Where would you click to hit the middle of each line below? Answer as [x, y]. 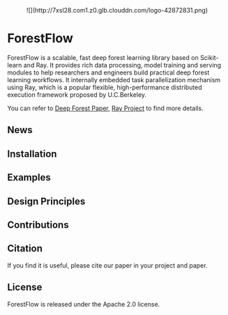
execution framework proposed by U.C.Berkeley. [77, 94]
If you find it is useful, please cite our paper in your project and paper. [107, 265]
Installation [32, 154]
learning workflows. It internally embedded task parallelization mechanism [114, 79]
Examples [29, 177]
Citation [25, 248]
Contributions [38, 225]
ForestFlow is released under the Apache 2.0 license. [84, 304]
